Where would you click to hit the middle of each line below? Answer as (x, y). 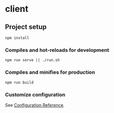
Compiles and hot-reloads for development (57, 50)
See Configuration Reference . (35, 105)
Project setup (26, 27)
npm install (17, 38)
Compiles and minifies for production (50, 72)
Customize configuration (35, 95)
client (17, 9)
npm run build (19, 82)
